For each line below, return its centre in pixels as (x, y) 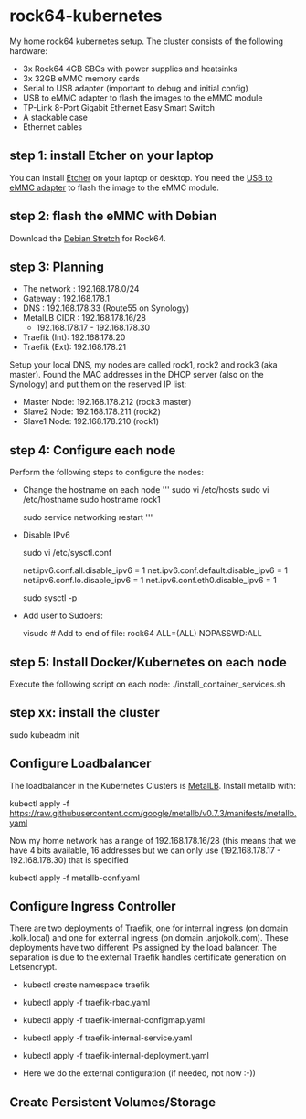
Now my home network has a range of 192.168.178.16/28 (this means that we (153, 840)
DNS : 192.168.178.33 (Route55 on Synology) (106, 308)
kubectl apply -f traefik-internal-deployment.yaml (116, 1056)
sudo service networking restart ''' (88, 517)
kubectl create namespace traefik (86, 985)
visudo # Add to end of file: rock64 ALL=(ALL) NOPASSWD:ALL (142, 634)
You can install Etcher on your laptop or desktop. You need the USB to (141, 177)
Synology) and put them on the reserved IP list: (98, 384)
